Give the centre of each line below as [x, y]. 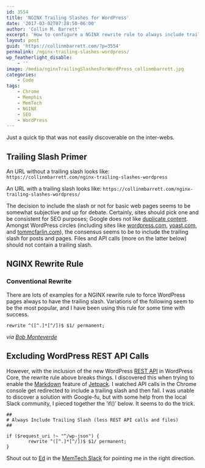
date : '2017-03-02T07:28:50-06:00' [52, 23]
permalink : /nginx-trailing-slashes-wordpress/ [68, 52]
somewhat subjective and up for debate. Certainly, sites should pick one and [103, 212]
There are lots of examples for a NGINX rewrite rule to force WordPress [96, 295]
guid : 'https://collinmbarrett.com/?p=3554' [64, 46]
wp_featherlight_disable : [39, 58]
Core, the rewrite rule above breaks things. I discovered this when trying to [100, 377]
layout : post [23, 40]
